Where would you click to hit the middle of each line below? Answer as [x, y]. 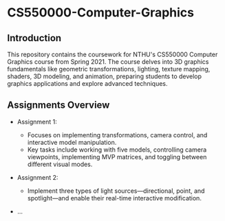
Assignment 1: [37, 121]
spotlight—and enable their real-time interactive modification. [114, 198]
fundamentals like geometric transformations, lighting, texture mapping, [109, 69]
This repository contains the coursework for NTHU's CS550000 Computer [112, 54]
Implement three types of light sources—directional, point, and [116, 191]
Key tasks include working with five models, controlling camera [117, 150]
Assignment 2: [37, 177]
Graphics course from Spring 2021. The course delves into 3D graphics [108, 62]
